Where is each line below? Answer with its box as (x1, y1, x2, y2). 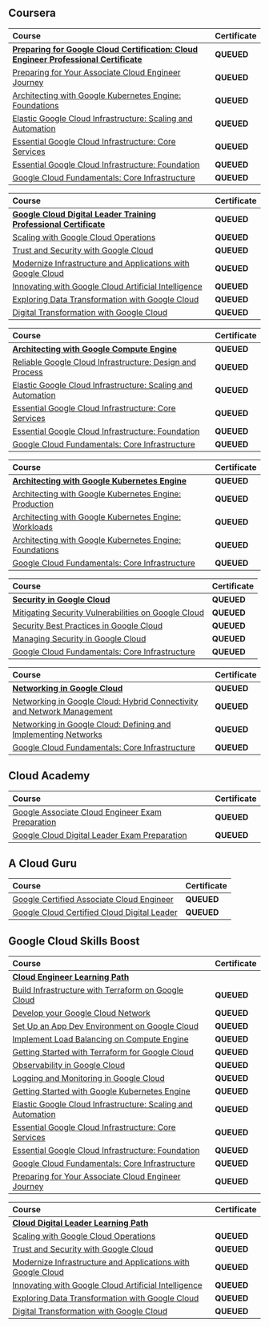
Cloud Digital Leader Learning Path (12, 1218, 149, 1229)
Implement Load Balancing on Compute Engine (12, 1034, 189, 1045)
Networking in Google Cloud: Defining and (12, 718, 171, 730)
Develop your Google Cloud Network (12, 1008, 151, 1019)
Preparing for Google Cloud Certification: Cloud (12, 43, 199, 55)
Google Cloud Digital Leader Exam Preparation (12, 829, 187, 840)
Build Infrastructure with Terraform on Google (12, 985, 184, 996)
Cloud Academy (8, 769, 90, 783)
